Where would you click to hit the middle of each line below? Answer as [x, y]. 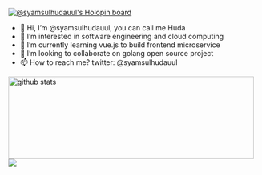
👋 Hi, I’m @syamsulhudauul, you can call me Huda [103, 28]
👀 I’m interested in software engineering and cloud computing [122, 36]
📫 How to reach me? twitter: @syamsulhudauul [99, 62]
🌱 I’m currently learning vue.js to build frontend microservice [120, 45]
